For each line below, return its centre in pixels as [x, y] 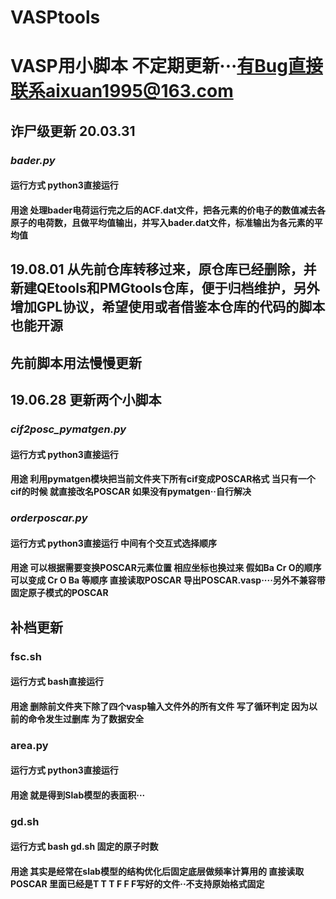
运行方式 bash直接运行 [57, 682]
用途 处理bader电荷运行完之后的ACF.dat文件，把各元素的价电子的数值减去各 [168, 210]
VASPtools [55, 17]
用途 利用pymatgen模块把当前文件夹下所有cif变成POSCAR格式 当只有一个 [163, 479]
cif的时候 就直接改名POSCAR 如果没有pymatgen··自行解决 [131, 492]
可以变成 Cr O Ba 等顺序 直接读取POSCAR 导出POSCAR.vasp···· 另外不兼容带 [168, 580]
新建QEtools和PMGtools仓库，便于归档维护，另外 [165, 288]
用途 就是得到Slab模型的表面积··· [78, 795]
